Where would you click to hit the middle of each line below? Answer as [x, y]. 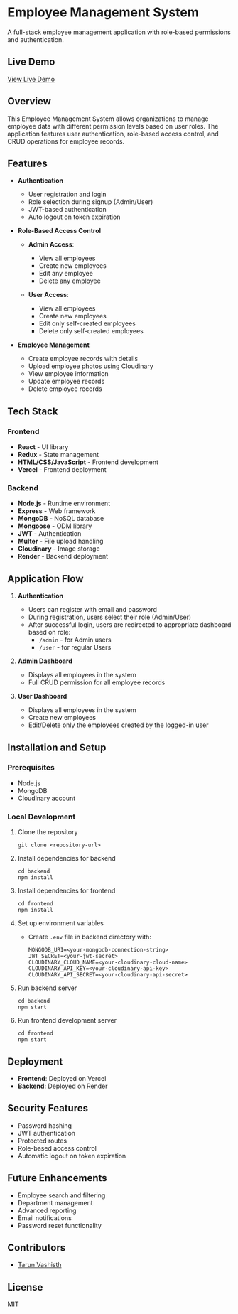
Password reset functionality [59, 1225]
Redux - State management [58, 455]
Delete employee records [65, 389]
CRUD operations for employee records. [66, 141]
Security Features [48, 1108]
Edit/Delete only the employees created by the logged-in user [118, 725]
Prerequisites [31, 768]
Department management [55, 1202]
